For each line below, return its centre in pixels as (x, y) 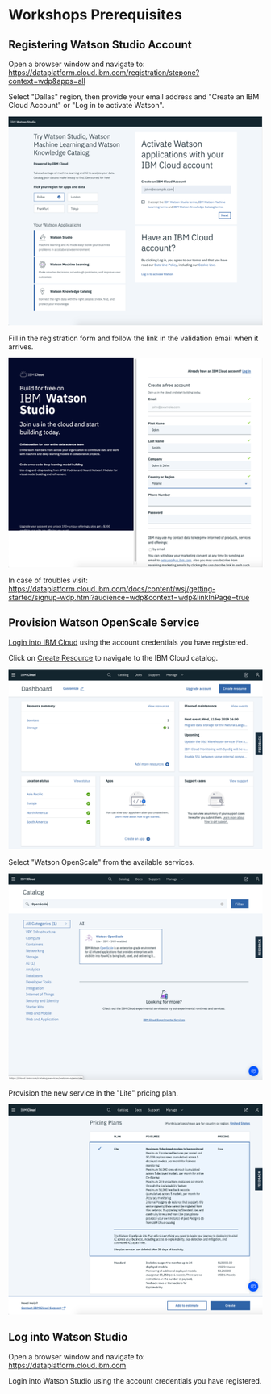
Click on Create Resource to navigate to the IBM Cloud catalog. (113, 657)
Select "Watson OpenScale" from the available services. (102, 862)
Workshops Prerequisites (96, 15)
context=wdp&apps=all (47, 81)
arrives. (21, 347)
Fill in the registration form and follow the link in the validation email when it (133, 338)
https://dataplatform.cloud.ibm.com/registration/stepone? (104, 73)
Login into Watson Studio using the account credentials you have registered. (135, 1380)
